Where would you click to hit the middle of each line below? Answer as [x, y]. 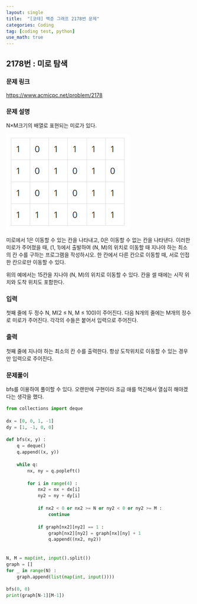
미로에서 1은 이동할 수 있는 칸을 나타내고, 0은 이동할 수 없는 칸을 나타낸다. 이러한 [98, 240]
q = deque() [31, 446]
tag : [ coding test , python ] [41, 31]
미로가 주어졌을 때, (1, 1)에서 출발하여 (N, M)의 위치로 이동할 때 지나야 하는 [91, 248]
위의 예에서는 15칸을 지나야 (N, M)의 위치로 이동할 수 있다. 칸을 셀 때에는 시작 [95, 275]
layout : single [25, 12]
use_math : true [25, 38]
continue [59, 514]
